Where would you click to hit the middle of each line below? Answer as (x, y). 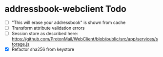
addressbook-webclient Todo (65, 9)
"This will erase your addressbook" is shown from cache (69, 22)
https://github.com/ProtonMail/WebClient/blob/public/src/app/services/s (85, 39)
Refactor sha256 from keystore (43, 49)
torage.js (20, 44)
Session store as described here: (45, 34)
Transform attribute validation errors (48, 28)
